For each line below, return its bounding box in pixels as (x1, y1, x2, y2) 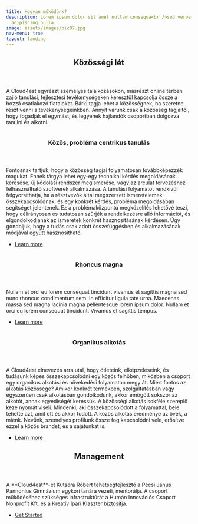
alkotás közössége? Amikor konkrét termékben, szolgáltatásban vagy (6, 385, 175, 392)
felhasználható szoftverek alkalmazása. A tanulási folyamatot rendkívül (6, 185, 178, 193)
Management (74, 451, 124, 461)
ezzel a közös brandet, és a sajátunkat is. (6, 423, 106, 430)
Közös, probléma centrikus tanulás (48, 139, 150, 147)
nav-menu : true (6, 31, 44, 37)
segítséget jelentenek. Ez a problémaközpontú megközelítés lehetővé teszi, (6, 204, 189, 211)
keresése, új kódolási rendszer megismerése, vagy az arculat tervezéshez (6, 179, 186, 186)
